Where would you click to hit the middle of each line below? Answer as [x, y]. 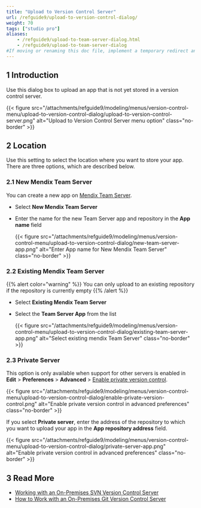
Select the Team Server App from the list [66, 313]
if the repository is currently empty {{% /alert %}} [67, 290]
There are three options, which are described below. [71, 166]
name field [28, 225]
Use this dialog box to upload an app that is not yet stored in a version [92, 89]
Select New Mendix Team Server [56, 207]
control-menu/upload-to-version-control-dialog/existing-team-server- [101, 331]
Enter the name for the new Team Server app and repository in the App [102, 218]
